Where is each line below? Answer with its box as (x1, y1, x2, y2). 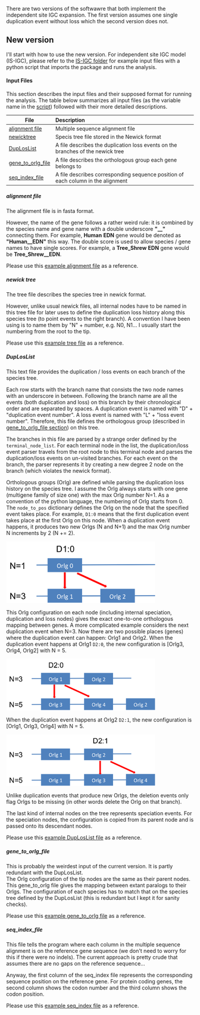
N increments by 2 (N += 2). (6, 530, 76, 537)
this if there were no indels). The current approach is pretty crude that (6, 954, 178, 961)
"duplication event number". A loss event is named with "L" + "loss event (6, 411, 185, 419)
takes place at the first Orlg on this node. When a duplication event (6, 517, 170, 524)
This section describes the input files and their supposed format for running (6, 91, 192, 98)
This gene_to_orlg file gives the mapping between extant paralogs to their (6, 881, 187, 889)
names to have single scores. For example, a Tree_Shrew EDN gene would (6, 245, 189, 252)
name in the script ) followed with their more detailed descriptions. (6, 103, 168, 110)
